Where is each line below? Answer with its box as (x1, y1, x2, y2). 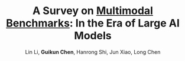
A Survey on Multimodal (33, 4, 153, 18)
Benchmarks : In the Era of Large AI (6, 16, 180, 30)
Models (74, 29, 112, 42)
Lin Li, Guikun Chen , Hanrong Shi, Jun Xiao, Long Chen (25, 48, 161, 55)
